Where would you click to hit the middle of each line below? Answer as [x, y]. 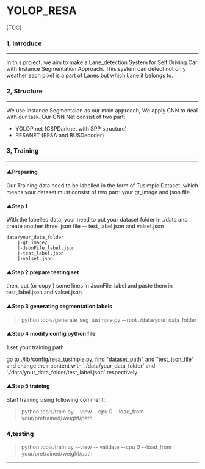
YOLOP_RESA [42, 11]
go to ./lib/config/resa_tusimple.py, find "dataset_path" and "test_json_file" [100, 359]
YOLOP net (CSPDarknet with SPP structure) [71, 128]
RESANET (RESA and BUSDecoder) [59, 135]
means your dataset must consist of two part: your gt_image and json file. [99, 192]
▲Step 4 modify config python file [51, 334]
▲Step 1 [17, 206]
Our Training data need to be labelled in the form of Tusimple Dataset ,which [102, 186]
